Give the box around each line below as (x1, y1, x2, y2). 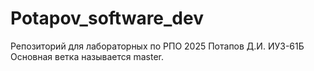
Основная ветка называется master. (10, 50, 165, 62)
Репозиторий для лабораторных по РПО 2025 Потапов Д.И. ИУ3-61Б (10, 40, 305, 52)
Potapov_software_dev (10, 7, 204, 30)
